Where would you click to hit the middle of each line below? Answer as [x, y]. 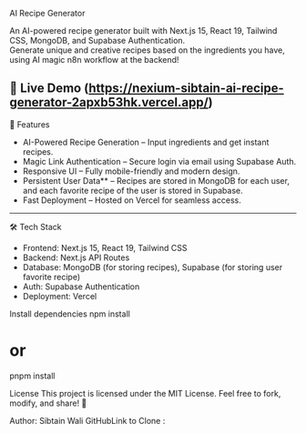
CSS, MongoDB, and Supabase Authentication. [97, 40]
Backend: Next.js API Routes [76, 257]
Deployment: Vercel [60, 296]
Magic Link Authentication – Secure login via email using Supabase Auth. [159, 161]
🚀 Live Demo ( [49, 89]
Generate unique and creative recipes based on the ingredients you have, [147, 50]
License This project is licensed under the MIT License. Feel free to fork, [145, 393]
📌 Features [30, 124]
